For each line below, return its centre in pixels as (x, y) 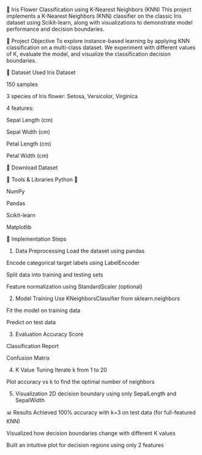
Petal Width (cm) (28, 156)
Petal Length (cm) (29, 144)
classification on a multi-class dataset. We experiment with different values (101, 47)
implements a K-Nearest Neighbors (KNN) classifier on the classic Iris (94, 16)
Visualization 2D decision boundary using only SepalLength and (95, 394)
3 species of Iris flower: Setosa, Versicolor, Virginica (72, 96)
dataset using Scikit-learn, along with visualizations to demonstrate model (99, 22)
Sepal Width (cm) (28, 132)
